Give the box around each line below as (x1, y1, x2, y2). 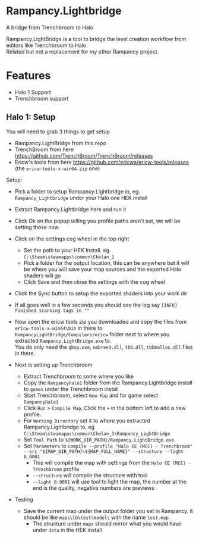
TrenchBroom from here (14, 146, 74, 153)
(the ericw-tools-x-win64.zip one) (14, 165, 100, 172)
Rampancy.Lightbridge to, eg (23, 423, 95, 430)
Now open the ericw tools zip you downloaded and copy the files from (14, 318, 187, 325)
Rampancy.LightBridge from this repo (14, 139, 107, 146)
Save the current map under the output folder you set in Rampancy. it (23, 507, 193, 514)
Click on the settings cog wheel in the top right (14, 235, 129, 242)
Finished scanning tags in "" (14, 308, 90, 314)
